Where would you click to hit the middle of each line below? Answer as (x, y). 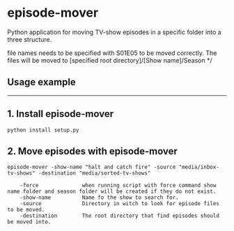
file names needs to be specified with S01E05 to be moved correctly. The (112, 53)
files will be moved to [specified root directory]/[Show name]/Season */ (110, 60)
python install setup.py (43, 130)
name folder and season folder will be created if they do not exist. (112, 192)
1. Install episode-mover (61, 114)
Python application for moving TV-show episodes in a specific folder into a (114, 32)
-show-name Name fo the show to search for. (99, 198)
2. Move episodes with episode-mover (92, 151)
